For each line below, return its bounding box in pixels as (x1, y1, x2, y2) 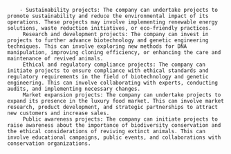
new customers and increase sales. (7, 110, 110, 117)
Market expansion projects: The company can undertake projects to (22, 92, 221, 99)
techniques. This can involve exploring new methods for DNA (7, 43, 187, 50)
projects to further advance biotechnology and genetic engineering (7, 37, 209, 44)
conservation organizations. (7, 140, 91, 147)
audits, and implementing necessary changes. (7, 85, 140, 92)
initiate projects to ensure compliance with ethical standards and (7, 67, 209, 74)
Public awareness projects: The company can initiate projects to (22, 116, 218, 123)
